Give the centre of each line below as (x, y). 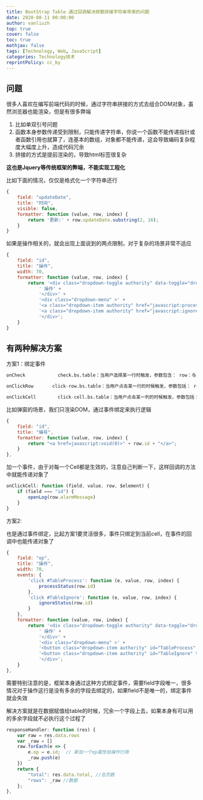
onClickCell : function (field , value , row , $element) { (78, 486)
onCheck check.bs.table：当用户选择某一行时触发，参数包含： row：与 (101, 375)
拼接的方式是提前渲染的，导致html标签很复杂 (71, 155)
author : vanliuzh (28, 23)
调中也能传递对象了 (30, 541)
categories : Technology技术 (41, 57)
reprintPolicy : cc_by (34, 62)
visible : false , (38, 208)
